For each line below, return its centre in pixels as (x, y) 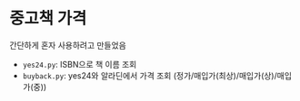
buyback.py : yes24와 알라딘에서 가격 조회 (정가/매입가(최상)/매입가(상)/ (150, 75)
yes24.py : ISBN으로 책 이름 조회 (80, 64)
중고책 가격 (48, 18)
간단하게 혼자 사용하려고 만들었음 (68, 45)
